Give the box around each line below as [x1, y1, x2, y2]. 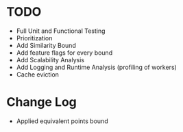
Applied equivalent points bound [16, 117, 108, 125]
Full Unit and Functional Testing [16, 27, 106, 35]
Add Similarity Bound [16, 41, 76, 49]
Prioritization [16, 34, 53, 42]
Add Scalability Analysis [16, 55, 85, 64]
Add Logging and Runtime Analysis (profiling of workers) [16, 63, 178, 71]
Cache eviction [16, 70, 60, 79]
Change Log [6, 94, 77, 110]
